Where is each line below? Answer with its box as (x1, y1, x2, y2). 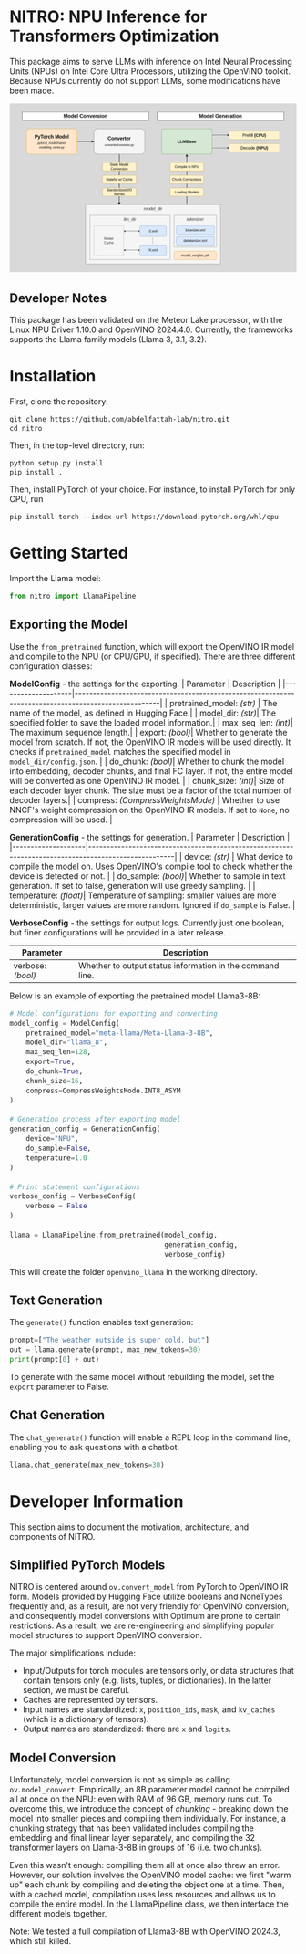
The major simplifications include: (9, 1647, 137, 1658)
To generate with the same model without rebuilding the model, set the (9, 1372, 275, 1383)
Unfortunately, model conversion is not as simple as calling (9, 1774, 230, 1785)
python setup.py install (9, 458, 104, 467)
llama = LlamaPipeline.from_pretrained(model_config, (9, 1230, 219, 1239)
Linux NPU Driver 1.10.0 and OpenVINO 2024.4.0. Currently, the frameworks (9, 324, 293, 335)
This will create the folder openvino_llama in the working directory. (9, 1266, 258, 1277)
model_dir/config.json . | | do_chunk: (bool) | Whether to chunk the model (9, 756, 285, 767)
